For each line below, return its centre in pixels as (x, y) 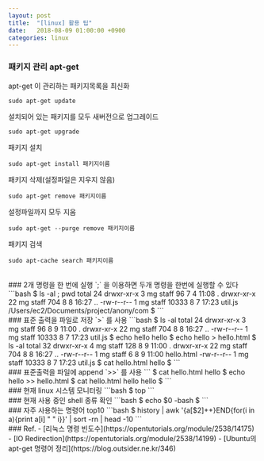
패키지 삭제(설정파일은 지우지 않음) (62, 179)
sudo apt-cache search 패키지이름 (61, 260)
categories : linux (38, 38)
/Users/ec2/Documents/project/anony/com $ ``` (86, 310)
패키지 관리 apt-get (44, 67)
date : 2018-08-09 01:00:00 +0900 (67, 30)
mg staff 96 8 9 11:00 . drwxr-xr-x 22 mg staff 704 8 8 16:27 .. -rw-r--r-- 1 (128, 328)
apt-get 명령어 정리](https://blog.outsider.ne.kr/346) (92, 448)
